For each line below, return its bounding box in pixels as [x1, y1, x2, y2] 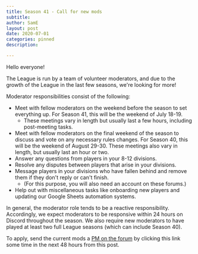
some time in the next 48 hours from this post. [6, 241, 120, 248]
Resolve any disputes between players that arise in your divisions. [14, 161, 177, 168]
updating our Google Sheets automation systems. [14, 193, 137, 200]
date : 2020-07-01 [6, 31, 49, 37]
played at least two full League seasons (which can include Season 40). [6, 223, 183, 230]
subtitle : [6, 14, 31, 20]
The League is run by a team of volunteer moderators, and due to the [6, 75, 175, 82]
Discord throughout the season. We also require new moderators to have [6, 217, 184, 224]
